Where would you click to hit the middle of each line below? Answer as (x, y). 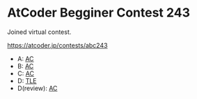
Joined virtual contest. (39, 32)
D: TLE (27, 80)
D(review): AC (37, 88)
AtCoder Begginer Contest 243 (98, 13)
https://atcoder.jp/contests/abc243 (57, 45)
